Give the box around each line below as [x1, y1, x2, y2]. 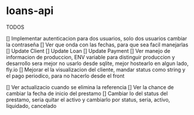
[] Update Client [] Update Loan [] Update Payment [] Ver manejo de [6, 47, 171, 54]
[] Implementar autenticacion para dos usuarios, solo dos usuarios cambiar [6, 35, 188, 42]
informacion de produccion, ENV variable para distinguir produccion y [6, 53, 175, 60]
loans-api [6, 4, 54, 18]
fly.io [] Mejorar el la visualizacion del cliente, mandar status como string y [6, 66, 186, 73]
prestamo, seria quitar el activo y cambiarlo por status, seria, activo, [6, 96, 171, 103]
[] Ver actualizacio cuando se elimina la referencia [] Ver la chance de [6, 83, 174, 90]
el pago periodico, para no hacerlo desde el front [6, 72, 125, 79]
